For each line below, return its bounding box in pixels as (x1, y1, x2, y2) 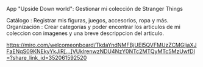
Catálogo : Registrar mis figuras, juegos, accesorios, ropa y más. (6, 17, 169, 24)
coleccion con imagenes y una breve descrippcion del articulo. (6, 30, 165, 37)
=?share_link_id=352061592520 (6, 54, 87, 61)
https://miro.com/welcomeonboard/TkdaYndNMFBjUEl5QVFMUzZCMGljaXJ (6, 42, 197, 48)
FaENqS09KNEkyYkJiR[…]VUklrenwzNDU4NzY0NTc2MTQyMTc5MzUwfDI (6, 48, 195, 55)
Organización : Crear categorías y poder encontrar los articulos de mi (6, 24, 181, 30)
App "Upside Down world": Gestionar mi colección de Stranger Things (6, 5, 183, 12)
